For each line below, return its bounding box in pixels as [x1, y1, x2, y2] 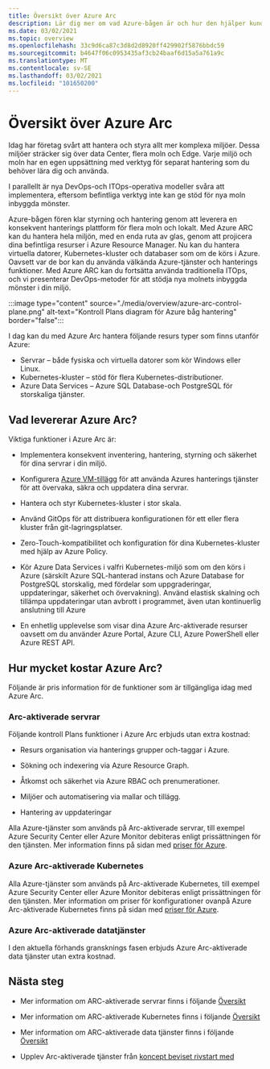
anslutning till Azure [19, 605, 86, 615]
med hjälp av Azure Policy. [19, 547, 108, 557]
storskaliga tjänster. [19, 390, 86, 400]
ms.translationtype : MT [8, 57, 88, 65]
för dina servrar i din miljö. [19, 458, 107, 468]
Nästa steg [8, 975, 64, 988]
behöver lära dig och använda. [8, 166, 109, 176]
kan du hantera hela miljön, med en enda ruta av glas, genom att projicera [8, 231, 252, 242]
